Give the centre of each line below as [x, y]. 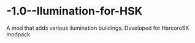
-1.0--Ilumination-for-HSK [75, 11]
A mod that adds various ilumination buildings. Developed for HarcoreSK [98, 28]
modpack [18, 34]
